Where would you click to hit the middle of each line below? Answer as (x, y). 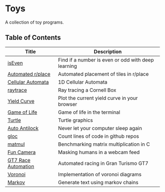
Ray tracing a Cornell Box (87, 90)
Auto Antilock (23, 128)
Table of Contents (33, 38)
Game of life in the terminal (89, 112)
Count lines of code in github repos (99, 136)
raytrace (17, 90)
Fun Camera (22, 152)
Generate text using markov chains (98, 182)
